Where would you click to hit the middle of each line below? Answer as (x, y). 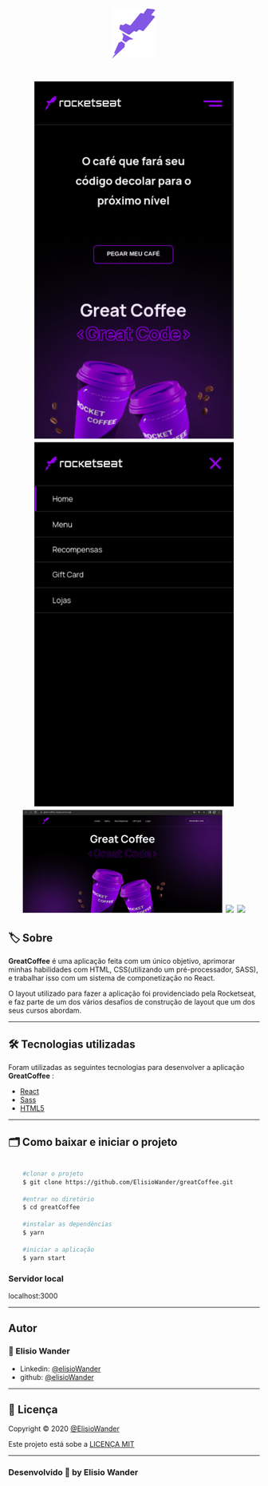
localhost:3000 (33, 1296)
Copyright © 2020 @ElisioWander (64, 1429)
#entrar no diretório (58, 1199)
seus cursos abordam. (45, 1011)
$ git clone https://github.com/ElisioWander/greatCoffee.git (128, 1182)
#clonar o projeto (53, 1174)
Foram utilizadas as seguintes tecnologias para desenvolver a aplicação (126, 1068)
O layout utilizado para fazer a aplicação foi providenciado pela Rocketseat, (132, 993)
